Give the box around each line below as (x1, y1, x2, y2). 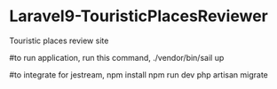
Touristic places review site (9, 35, 109, 46)
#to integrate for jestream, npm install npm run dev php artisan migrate (9, 69, 269, 80)
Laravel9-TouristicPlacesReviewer (9, 6, 269, 26)
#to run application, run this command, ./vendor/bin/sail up (9, 52, 225, 63)
